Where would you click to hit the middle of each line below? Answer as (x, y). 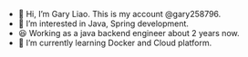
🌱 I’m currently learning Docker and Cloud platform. (115, 43)
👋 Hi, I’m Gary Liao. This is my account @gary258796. (119, 14)
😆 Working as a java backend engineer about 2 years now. (129, 33)
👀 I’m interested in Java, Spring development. (103, 24)
